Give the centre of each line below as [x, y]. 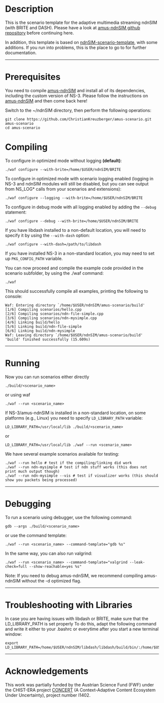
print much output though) [32, 471]
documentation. [21, 53]
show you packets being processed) [41, 480]
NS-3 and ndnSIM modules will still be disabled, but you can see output [77, 183]
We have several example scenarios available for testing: [62, 454]
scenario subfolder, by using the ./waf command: [54, 273]
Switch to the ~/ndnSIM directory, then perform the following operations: [78, 110]
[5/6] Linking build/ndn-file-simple [43, 326]
